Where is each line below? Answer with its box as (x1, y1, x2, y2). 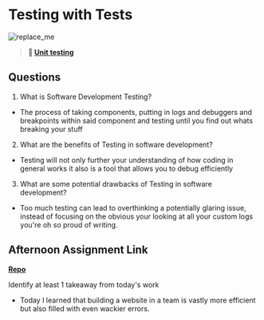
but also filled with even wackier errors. (19, 303, 150, 313)
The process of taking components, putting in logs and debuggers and (19, 107, 253, 117)
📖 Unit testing (27, 47, 74, 57)
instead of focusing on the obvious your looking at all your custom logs (19, 211, 254, 221)
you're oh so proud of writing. (19, 219, 118, 229)
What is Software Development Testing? (19, 92, 152, 101)
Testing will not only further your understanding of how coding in (19, 155, 234, 164)
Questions (8, 70, 61, 85)
